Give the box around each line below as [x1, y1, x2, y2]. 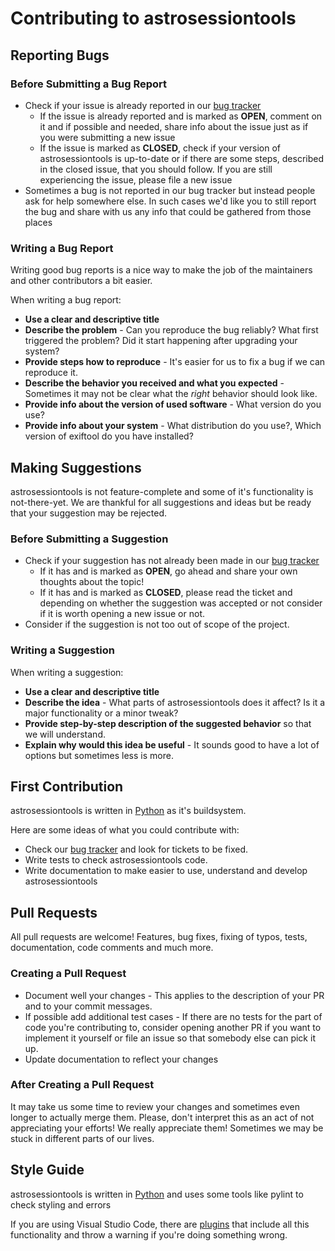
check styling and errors [10, 1198, 112, 1211]
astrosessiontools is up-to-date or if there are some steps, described [39, 152, 325, 164]
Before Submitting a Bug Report [10, 77, 168, 91]
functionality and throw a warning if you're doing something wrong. [10, 1228, 288, 1241]
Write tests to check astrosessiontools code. [24, 854, 208, 866]
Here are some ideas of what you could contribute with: [10, 824, 240, 836]
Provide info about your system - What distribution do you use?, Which [24, 420, 322, 432]
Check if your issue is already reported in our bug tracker [24, 99, 262, 111]
